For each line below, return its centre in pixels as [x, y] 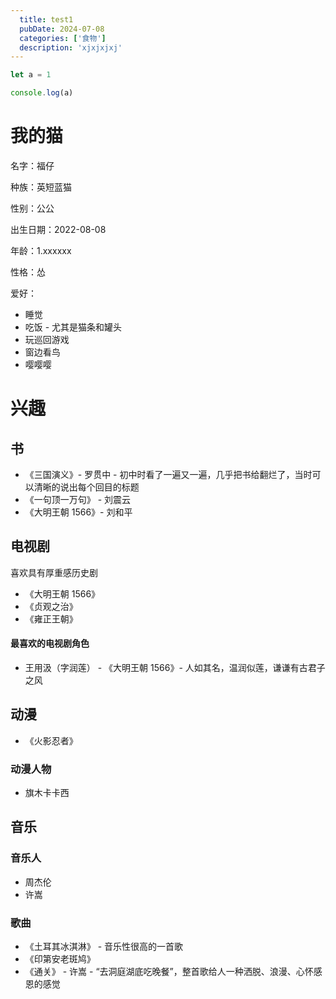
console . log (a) [42, 93]
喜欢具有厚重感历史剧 [54, 572]
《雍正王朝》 [51, 618]
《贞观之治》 [51, 606]
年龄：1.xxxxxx [41, 250]
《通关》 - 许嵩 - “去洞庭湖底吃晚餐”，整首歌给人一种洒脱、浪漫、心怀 [169, 972]
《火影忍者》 [51, 740]
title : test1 [46, 19]
